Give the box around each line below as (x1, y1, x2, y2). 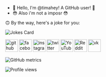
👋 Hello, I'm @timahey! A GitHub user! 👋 (12, 5, 95, 10)
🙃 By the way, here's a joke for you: (5, 20, 80, 25)
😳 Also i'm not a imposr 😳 (12, 10, 68, 16)
